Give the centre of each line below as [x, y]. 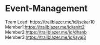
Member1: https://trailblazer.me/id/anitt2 [45, 27]
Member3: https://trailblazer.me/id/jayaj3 [46, 37]
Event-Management [46, 8]
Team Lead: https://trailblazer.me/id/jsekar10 [50, 22]
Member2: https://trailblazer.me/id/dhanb [46, 32]
